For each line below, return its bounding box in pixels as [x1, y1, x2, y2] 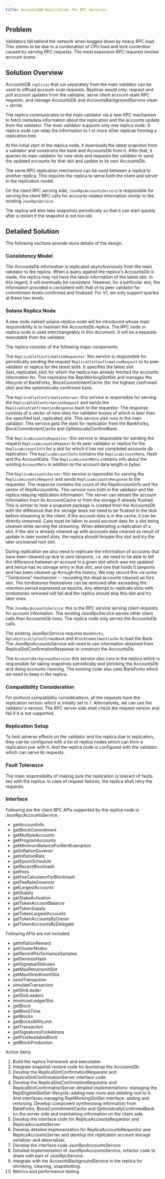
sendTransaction [12, 977, 47, 983]
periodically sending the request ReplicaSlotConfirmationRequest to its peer [5, 358, 160, 364]
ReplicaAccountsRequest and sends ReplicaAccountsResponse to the [5, 476, 141, 482]
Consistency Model [5, 252, 53, 259]
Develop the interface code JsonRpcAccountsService [12, 1142, 121, 1148]
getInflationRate [12, 853, 45, 859]
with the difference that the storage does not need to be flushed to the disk [5, 508, 157, 513]
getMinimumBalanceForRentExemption [12, 842, 92, 848]
